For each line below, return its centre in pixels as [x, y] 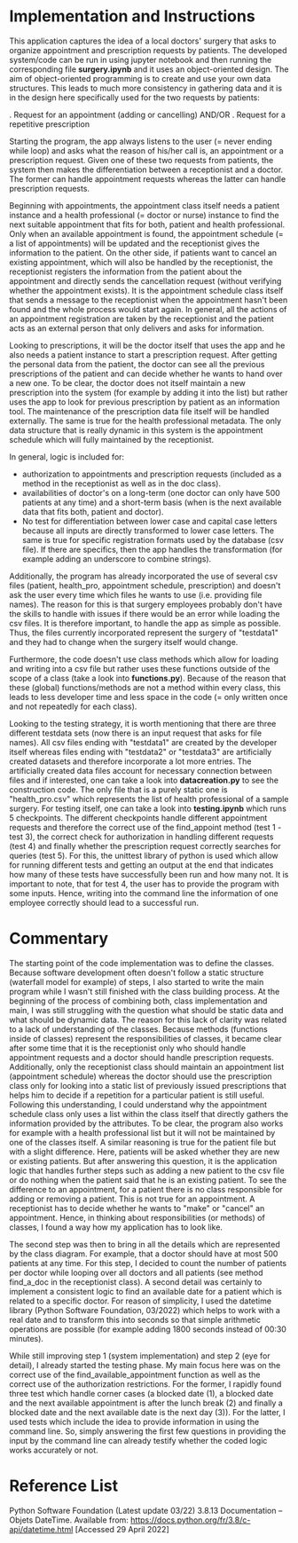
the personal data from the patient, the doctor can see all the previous [137, 364]
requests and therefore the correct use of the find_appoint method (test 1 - [145, 827]
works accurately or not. [54, 1450]
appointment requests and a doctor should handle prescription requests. [141, 1057]
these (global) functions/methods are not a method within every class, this [145, 687]
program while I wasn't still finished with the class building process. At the [145, 991]
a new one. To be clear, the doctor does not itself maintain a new [127, 382]
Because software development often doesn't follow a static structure [137, 972]
